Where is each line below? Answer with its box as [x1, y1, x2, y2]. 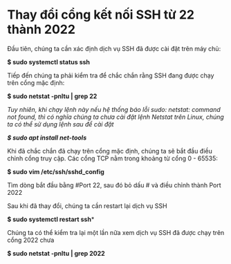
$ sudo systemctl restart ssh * [7, 215, 95, 223]
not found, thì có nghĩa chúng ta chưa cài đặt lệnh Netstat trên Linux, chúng [7, 113, 225, 121]
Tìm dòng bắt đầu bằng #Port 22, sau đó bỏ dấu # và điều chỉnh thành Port [7, 180, 221, 189]
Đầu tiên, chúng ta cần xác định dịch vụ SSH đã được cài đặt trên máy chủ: [7, 44, 221, 53]
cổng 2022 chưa [7, 236, 55, 244]
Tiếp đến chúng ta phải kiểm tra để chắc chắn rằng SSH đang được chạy [7, 71, 214, 79]
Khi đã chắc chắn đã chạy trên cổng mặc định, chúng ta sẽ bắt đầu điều [7, 147, 213, 155]
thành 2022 [7, 21, 76, 37]
